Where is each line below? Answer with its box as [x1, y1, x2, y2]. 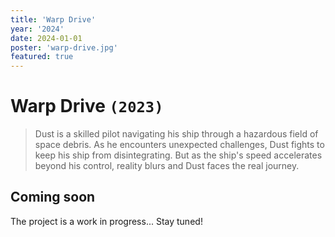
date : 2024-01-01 [10, 33, 83, 43]
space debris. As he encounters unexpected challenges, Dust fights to [34, 139, 325, 151]
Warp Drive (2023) [10, 95, 164, 118]
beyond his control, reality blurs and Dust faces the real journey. [34, 160, 300, 172]
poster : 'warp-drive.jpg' [10, 42, 118, 53]
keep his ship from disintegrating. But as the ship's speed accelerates [34, 149, 323, 161]
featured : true [10, 52, 74, 62]
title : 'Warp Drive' [10, 14, 97, 25]
